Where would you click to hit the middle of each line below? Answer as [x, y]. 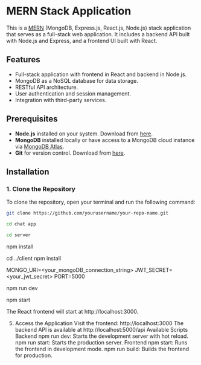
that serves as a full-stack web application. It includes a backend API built [98, 34]
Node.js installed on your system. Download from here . [84, 134]
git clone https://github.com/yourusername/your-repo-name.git [88, 213]
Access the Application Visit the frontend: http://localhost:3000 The [99, 323]
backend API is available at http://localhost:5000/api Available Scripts [101, 329]
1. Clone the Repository [41, 189]
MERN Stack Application [69, 11]
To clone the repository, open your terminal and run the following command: [101, 202]
